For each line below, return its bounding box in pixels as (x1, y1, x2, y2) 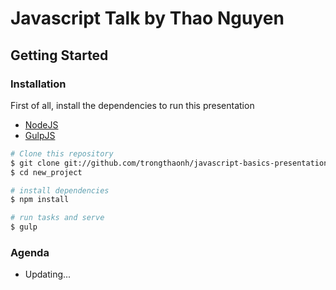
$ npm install (10, 195, 70, 205)
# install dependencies (10, 185, 110, 196)
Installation (10, 77, 67, 91)
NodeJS (24, 118, 59, 131)
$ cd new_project (10, 167, 83, 177)
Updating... (24, 268, 72, 281)
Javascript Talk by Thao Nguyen (10, 7, 285, 30)
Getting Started (10, 47, 109, 64)
